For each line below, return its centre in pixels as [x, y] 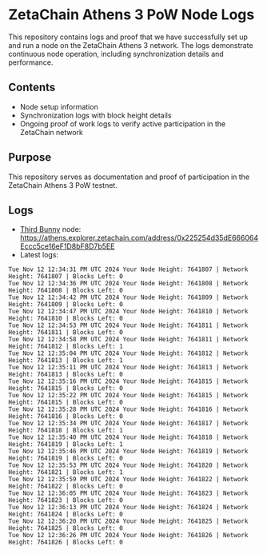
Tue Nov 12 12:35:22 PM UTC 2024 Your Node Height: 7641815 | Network [128, 396]
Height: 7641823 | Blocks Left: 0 [66, 500]
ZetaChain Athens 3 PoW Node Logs [132, 15]
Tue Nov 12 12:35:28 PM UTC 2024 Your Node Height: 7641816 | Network [128, 409]
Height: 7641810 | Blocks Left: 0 [66, 319]
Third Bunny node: [50, 229]
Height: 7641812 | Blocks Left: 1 [66, 347]
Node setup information [59, 106]
